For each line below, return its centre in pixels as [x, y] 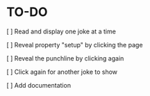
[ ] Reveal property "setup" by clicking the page [75, 45]
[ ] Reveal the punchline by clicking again [65, 58]
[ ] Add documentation [39, 85]
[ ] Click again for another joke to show [62, 72]
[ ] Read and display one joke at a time [61, 31]
